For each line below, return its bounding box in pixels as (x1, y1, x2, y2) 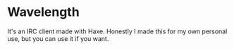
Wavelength (7, 4, 80, 20)
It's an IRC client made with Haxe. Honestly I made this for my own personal (7, 27, 228, 35)
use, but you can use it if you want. (7, 34, 109, 42)
